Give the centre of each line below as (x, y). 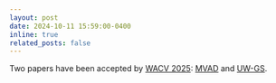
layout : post (34, 18)
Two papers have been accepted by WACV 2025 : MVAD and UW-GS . (138, 69)
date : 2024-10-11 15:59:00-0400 (70, 26)
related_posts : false (50, 43)
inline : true (34, 34)
